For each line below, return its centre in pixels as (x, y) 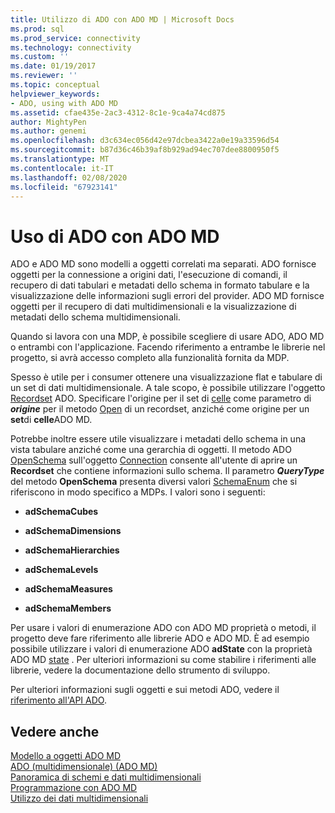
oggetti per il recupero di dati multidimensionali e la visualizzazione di (153, 307)
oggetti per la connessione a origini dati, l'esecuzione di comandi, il (149, 275)
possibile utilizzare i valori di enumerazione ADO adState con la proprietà (161, 649)
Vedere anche (55, 731)
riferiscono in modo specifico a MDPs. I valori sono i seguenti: (138, 492)
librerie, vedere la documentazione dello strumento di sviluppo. (140, 670)
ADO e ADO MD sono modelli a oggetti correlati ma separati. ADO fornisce (163, 264)
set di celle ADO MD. (51, 420)
